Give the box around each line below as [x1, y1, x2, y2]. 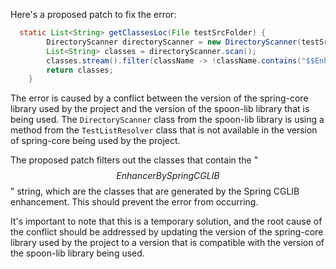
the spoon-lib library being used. [10, 247, 145, 259]
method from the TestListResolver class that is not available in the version [10, 124, 318, 136]
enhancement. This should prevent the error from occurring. [10, 196, 259, 208]
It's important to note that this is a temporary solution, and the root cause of [10, 215, 323, 228]
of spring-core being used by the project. [10, 135, 181, 147]
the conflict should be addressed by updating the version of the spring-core [10, 226, 324, 238]
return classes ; [46, 65, 114, 75]
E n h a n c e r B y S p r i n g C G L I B [116, 170, 220, 182]
